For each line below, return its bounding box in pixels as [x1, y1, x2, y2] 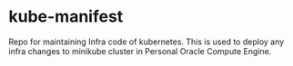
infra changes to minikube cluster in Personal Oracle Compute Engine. [8, 45, 272, 56]
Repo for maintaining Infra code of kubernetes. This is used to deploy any [8, 36, 285, 47]
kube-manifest [8, 6, 124, 27]
